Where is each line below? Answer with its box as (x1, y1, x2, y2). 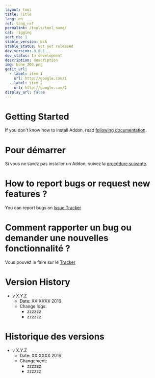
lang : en (5, 16, 23, 21)
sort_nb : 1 (5, 35, 27, 40)
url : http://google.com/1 (14, 76, 67, 81)
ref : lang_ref (5, 21, 34, 26)
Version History (5, 276, 70, 288)
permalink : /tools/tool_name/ (5, 26, 67, 31)
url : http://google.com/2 (14, 85, 67, 90)
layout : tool (5, 7, 32, 12)
